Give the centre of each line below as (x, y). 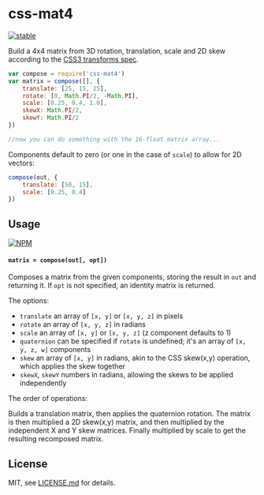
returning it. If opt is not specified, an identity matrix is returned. (112, 286)
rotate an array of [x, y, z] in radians (82, 324)
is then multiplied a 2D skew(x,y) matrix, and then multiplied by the (116, 422)
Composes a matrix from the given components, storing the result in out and (132, 277)
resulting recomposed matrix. (56, 439)
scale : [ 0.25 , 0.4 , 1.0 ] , (65, 103)
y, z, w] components (55, 350)
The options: (29, 301)
